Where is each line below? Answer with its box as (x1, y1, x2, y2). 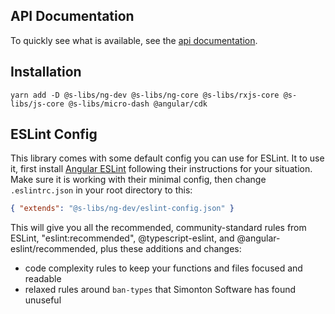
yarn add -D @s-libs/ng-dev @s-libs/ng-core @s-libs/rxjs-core (10, 90, 280, 100)
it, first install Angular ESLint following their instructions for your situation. (10, 163, 313, 175)
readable (24, 273, 62, 285)
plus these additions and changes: (100, 243, 242, 255)
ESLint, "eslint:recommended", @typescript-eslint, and (10, 232, 235, 244)
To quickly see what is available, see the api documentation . (10, 34, 258, 46)
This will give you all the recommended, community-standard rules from (10, 222, 307, 234)
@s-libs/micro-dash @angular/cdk (68, 99, 208, 109)
